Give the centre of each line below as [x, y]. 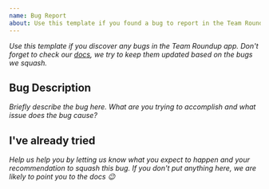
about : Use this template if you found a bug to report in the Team [125, 23]
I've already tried [52, 140]
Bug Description [50, 87]
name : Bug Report [38, 16]
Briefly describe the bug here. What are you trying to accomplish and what [133, 107]
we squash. [28, 63]
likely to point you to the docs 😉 [62, 177]
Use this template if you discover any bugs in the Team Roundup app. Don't [134, 45]
